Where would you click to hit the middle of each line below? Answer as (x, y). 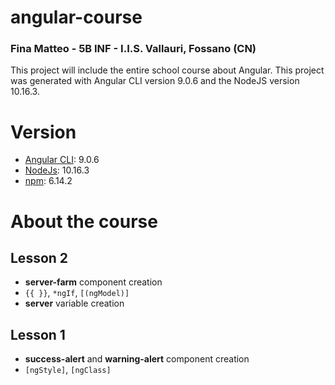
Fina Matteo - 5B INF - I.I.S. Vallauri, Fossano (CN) (133, 49)
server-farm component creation (93, 282)
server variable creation (74, 303)
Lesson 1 (38, 334)
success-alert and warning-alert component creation (137, 359)
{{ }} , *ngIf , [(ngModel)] (77, 293)
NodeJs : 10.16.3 (57, 170)
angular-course (76, 17)
